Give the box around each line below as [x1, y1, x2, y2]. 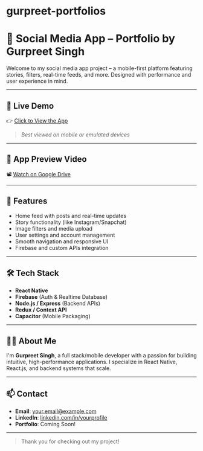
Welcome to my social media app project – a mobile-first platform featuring [6, 65, 193, 72]
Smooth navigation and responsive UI [14, 237, 109, 245]
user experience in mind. [6, 77, 68, 85]
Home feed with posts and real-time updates [14, 212, 127, 219]
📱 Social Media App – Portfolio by [6, 32, 175, 46]
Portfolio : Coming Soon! [14, 421, 76, 427]
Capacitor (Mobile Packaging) [14, 313, 91, 320]
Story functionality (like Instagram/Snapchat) [14, 219, 127, 226]
